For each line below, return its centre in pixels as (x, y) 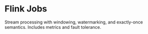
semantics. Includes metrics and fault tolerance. (53, 27)
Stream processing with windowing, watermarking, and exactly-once (74, 22)
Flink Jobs (26, 9)
